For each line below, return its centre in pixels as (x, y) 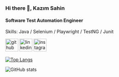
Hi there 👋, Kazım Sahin (35, 8)
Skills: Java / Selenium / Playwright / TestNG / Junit (60, 32)
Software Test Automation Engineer (44, 20)
